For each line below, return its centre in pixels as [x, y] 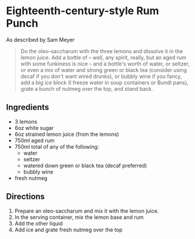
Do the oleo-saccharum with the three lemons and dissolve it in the [102, 51]
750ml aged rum [34, 140]
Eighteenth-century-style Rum [83, 11]
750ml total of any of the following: [57, 146]
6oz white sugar [34, 127]
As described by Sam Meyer [40, 40]
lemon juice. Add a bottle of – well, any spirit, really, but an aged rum [103, 57]
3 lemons [26, 122]
